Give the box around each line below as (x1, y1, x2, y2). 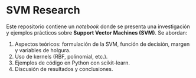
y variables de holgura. (14, 46, 71, 53)
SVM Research (6, 4, 81, 17)
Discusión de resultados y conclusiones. (14, 65, 113, 72)
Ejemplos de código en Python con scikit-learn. (14, 59, 130, 66)
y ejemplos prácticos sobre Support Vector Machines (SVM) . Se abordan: (6, 29, 188, 36)
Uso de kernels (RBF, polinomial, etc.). (14, 53, 108, 60)
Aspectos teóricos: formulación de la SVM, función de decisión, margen (14, 40, 190, 48)
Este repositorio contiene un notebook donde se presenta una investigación (6, 23, 191, 30)
